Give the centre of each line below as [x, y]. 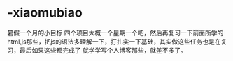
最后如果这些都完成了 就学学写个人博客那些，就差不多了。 [103, 50]
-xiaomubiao [45, 13]
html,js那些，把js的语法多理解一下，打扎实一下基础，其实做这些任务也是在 [114, 41]
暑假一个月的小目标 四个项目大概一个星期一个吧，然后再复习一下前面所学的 [115, 33]
